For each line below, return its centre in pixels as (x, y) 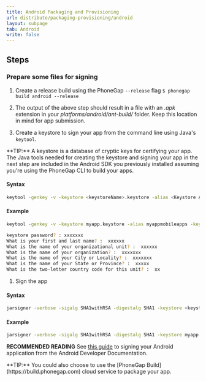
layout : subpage (27, 23)
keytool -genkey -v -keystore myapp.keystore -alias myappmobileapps (97, 224)
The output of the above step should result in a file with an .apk (95, 107)
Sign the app (31, 281)
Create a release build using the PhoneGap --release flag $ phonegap (102, 90)
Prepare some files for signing (52, 77)
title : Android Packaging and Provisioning (63, 12)
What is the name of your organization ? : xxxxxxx (74, 252)
